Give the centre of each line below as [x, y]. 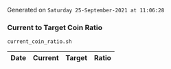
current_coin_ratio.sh [39, 42]
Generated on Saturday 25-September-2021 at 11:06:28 [86, 10]
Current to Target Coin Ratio [55, 27]
